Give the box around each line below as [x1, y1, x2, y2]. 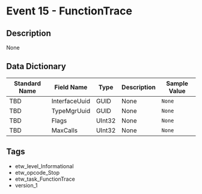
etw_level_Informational [14, 162, 74, 169]
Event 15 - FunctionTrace [6, 4, 132, 18]
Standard [14, 79, 41, 88]
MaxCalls [51, 126, 78, 135]
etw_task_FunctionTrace [14, 175, 75, 183]
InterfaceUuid [51, 97, 90, 105]
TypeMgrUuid [51, 106, 91, 115]
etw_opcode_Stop [14, 169, 60, 176]
